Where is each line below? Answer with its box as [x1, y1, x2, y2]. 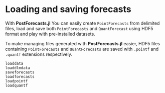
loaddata [5, 61, 24, 66]
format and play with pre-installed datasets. [5, 31, 95, 37]
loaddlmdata [5, 65, 30, 70]
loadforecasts [5, 74, 35, 79]
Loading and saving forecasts [5, 4, 131, 15]
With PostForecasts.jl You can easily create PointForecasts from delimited [5, 20, 160, 26]
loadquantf [5, 83, 28, 88]
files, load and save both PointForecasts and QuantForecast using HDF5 [5, 25, 153, 31]
